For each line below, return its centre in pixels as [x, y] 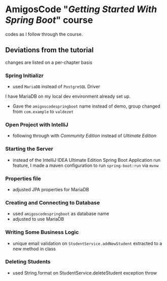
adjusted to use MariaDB [38, 219]
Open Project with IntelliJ [37, 124]
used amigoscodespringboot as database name [61, 214]
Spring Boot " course [49, 20]
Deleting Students [28, 262]
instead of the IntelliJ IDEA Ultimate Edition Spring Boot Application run [87, 160]
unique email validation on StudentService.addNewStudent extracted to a [87, 243]
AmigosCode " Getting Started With [81, 9]
